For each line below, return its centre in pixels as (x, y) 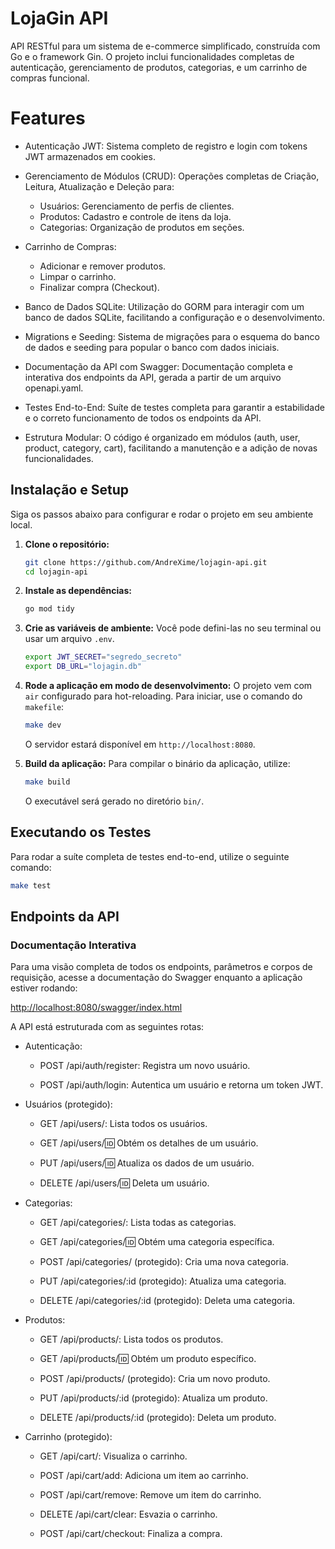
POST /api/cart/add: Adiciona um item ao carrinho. (144, 1476)
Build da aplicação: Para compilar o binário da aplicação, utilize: (157, 763)
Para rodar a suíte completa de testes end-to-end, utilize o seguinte (150, 856)
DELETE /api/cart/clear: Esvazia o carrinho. (128, 1514)
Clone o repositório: (67, 544)
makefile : (44, 707)
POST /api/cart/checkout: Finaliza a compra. (131, 1534)
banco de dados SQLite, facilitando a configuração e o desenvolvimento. (175, 317)
